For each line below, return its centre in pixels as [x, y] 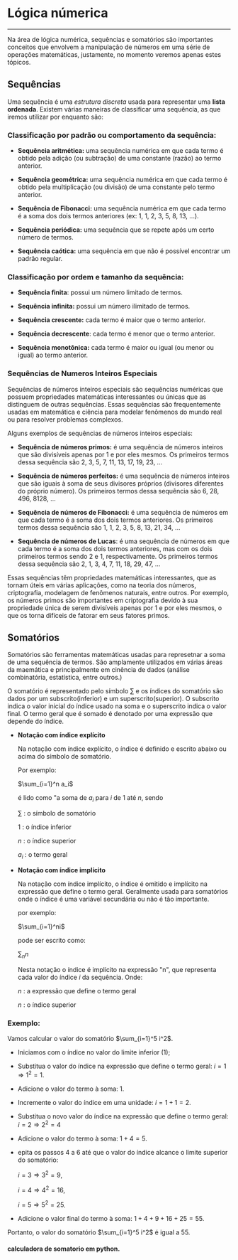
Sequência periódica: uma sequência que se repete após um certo [116, 230]
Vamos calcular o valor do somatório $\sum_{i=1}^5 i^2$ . [90, 1039]
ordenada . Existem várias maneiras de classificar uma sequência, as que [114, 109]
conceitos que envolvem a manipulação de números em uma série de [109, 47]
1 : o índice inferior [45, 827]
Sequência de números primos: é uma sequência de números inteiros [120, 447]
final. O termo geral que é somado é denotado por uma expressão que [110, 714]
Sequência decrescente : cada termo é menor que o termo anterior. [116, 334]
